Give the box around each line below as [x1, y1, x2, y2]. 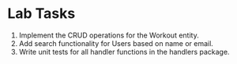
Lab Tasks [7, 5, 76, 23]
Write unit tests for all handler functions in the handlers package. [18, 47, 230, 56]
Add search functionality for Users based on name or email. [18, 38, 214, 48]
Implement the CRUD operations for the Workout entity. [18, 30, 199, 40]
